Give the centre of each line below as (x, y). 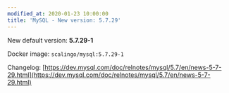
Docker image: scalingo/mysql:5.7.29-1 (66, 54)
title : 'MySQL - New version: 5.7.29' (64, 20)
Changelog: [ (26, 67)
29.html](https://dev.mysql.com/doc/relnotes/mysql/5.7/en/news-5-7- (109, 75)
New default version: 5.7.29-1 (50, 40)
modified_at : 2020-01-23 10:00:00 (58, 14)
